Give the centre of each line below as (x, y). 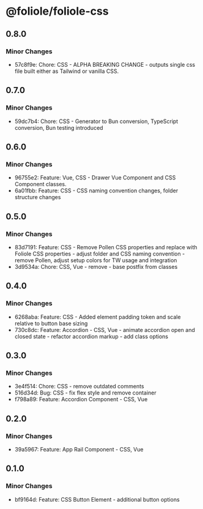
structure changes (38, 197)
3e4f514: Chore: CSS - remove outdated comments (79, 386)
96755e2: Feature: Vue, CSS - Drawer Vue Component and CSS (95, 178)
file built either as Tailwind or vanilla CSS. (67, 71)
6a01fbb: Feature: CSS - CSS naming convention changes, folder (96, 190)
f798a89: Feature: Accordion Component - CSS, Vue (81, 399)
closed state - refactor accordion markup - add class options (91, 336)
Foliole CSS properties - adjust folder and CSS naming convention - (100, 254)
